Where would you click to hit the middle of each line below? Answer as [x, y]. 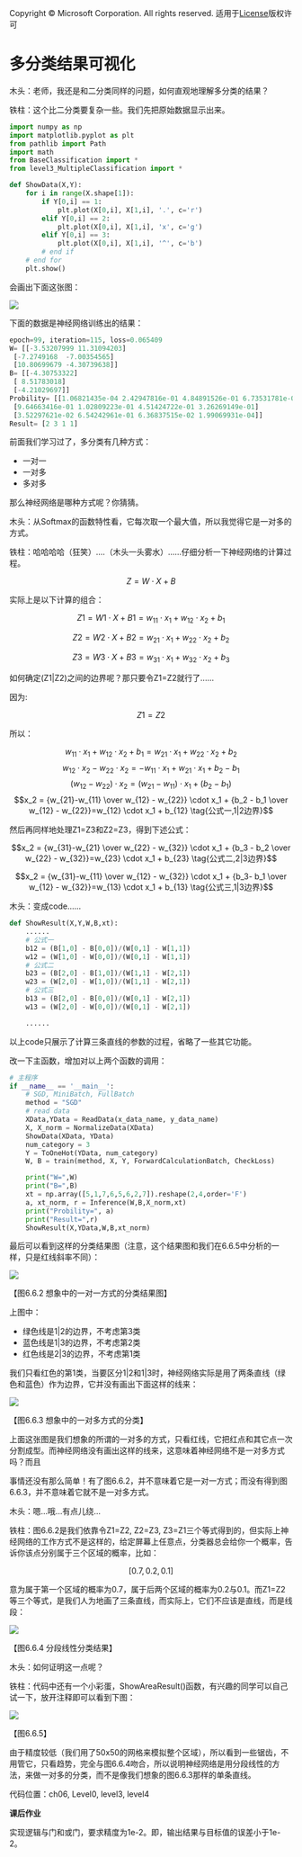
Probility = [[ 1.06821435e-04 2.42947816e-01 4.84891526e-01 [124, 399]
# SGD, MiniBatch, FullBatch [80, 1094]
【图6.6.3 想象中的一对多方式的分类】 [79, 1421]
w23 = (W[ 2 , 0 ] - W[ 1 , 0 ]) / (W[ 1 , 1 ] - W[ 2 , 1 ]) [108, 982]
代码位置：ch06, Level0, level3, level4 [80, 1794]
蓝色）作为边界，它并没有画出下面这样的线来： [111, 1385]
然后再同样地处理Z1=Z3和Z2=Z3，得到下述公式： [100, 830]
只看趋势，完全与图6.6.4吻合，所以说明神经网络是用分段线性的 [156, 1764]
